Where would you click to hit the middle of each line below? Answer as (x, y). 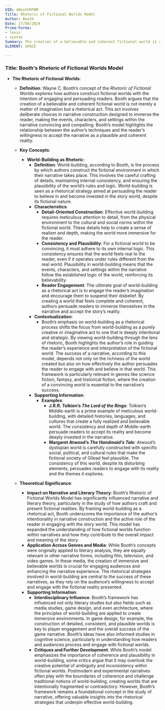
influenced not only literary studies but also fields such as (93, 603)
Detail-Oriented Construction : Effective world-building (97, 212)
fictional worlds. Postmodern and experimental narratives (92, 671)
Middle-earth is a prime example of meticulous (96, 411)
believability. (54, 280)
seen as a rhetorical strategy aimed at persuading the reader (96, 191)
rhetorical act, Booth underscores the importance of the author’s (92, 513)
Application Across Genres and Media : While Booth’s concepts (91, 545)
